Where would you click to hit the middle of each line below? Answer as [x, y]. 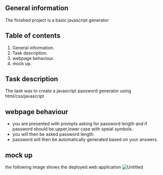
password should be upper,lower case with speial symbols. [73, 129]
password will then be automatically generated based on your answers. [85, 140]
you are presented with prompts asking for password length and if [80, 124]
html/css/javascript [25, 96]
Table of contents [33, 36]
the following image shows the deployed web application [63, 167]
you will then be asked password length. [54, 134]
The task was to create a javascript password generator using [68, 91]
